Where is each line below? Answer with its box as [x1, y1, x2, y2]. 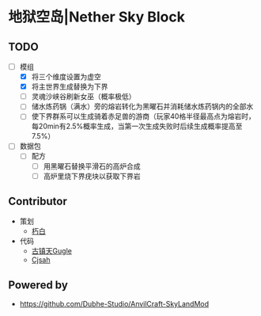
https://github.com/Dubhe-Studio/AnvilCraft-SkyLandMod [19, 299, 210, 309]
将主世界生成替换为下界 [31, 82, 108, 92]
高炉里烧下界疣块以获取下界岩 [43, 171, 141, 181]
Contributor [8, 195, 67, 208]
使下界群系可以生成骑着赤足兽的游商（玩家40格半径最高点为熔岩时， [31, 112, 255, 121]
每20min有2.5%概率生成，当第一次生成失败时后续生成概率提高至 [31, 121, 243, 131]
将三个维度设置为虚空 [31, 72, 101, 82]
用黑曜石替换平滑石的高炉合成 [43, 161, 141, 171]
